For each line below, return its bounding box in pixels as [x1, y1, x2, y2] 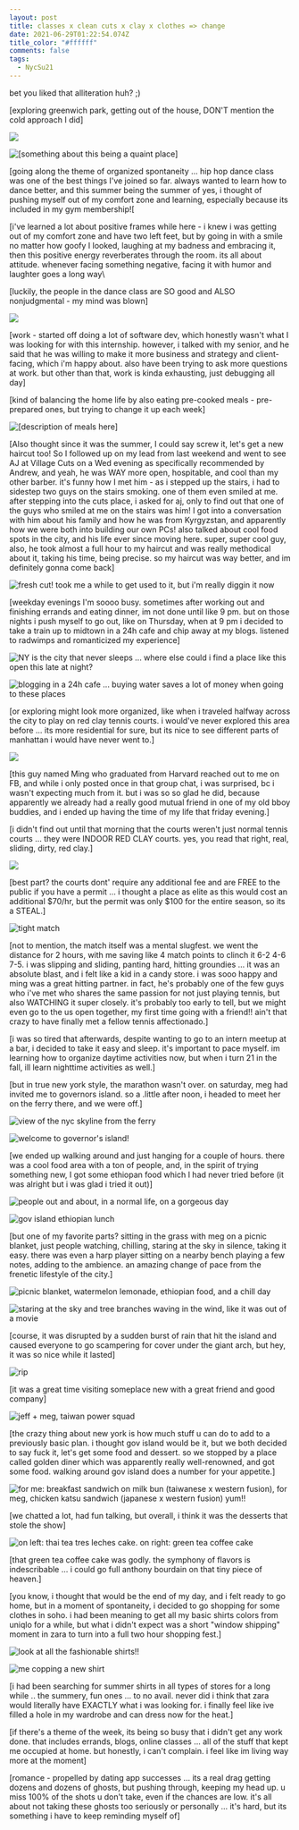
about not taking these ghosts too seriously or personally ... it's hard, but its [9, 1800, 287, 1811]
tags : [9, 55, 29, 64]
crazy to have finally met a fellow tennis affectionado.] [9, 1016, 209, 1027]
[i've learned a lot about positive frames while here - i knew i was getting [9, 221, 277, 232]
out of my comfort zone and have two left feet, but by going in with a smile [9, 230, 283, 241]
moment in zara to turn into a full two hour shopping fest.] [9, 1629, 221, 1639]
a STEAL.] [9, 905, 46, 916]
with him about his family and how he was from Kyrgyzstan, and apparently [9, 514, 287, 525]
